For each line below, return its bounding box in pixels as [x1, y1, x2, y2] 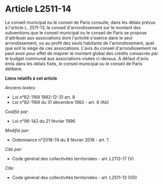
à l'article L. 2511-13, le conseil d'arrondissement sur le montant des [5, 24, 141, 30]
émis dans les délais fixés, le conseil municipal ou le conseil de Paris [5, 61, 143, 67]
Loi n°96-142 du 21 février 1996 [12, 118, 75, 124]
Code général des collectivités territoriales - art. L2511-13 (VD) [12, 174, 137, 180]
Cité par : [5, 146, 23, 152]
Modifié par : [5, 127, 30, 133]
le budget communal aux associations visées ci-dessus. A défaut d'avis [5, 55, 149, 61]
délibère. [5, 66, 23, 71]
